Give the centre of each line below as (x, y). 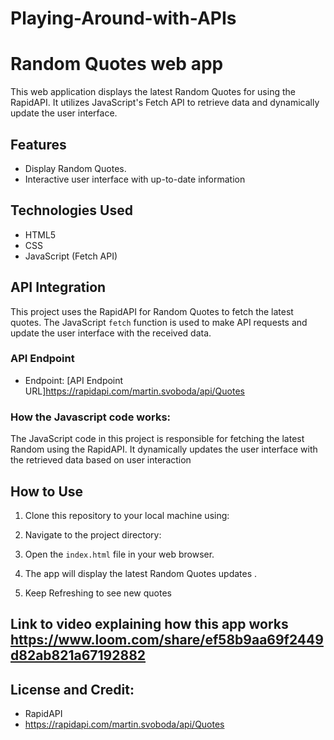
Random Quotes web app (117, 64)
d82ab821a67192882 (78, 655)
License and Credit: (72, 689)
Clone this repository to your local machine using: (127, 515)
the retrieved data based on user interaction (101, 460)
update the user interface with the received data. (111, 333)
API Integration (58, 287)
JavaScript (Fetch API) (71, 256)
